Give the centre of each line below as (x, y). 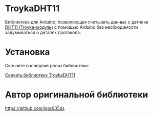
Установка (28, 52)
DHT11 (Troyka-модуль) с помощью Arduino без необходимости (72, 27)
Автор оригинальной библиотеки (76, 95)
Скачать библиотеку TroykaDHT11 (40, 75)
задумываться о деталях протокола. (43, 32)
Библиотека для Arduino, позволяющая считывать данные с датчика (77, 22)
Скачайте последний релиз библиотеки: (47, 65)
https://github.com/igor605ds (35, 108)
